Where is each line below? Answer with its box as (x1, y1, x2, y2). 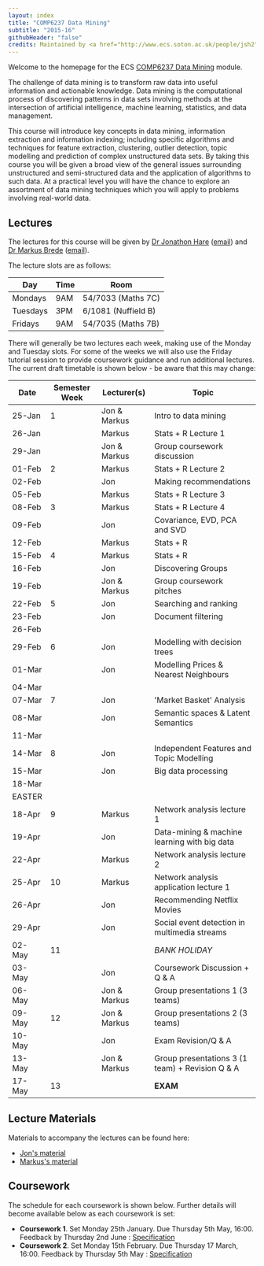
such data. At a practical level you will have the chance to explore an (8, 176, 230, 186)
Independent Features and (154, 742, 252, 753)
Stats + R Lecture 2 (154, 463, 225, 474)
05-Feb (12, 489, 42, 500)
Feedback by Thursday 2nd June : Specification (19, 1232, 175, 1242)
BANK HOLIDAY (154, 944, 213, 955)
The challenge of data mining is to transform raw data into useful (8, 78, 218, 87)
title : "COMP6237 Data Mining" (8, 19, 111, 27)
